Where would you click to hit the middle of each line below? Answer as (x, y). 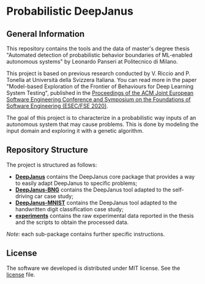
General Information (46, 34)
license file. (21, 274)
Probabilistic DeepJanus (70, 11)
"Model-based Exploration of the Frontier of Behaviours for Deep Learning (100, 86)
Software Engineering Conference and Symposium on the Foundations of (99, 99)
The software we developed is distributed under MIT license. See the (93, 268)
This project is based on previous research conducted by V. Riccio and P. (99, 73)
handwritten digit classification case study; (69, 209)
